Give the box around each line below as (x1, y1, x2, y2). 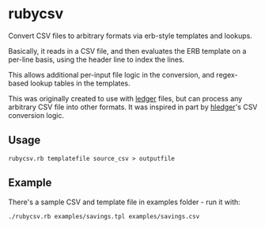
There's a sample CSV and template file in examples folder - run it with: (8, 197, 241, 207)
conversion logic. (8, 110, 65, 120)
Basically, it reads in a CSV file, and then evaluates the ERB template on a (8, 46, 247, 55)
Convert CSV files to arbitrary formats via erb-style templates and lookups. (8, 31, 253, 40)
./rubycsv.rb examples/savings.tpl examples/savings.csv (8, 212, 200, 220)
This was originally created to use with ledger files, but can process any (8, 93, 243, 103)
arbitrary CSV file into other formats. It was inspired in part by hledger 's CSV (8, 102, 258, 112)
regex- (216, 70, 239, 79)
